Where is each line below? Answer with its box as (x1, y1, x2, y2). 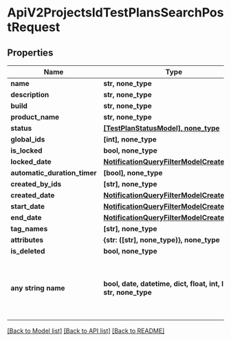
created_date (10, 190, 55, 200)
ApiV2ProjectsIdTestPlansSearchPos (7, 5, 224, 21)
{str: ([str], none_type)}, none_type (102, 235, 220, 245)
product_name (10, 112, 60, 122)
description (10, 90, 49, 99)
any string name (10, 283, 65, 293)
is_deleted (10, 246, 45, 256)
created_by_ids (10, 179, 62, 188)
